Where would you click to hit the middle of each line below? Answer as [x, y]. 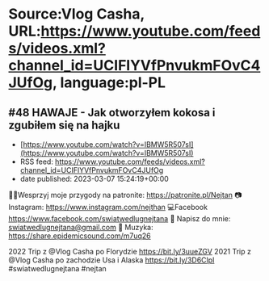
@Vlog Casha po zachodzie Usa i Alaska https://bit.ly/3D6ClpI [111, 260]
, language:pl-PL [109, 83]
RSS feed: [37, 161]
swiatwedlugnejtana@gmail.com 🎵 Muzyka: [81, 227]
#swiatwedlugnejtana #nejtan [57, 268]
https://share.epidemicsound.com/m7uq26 [80, 236]
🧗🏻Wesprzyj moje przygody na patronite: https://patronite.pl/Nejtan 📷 [125, 195]
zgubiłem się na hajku [64, 125]
